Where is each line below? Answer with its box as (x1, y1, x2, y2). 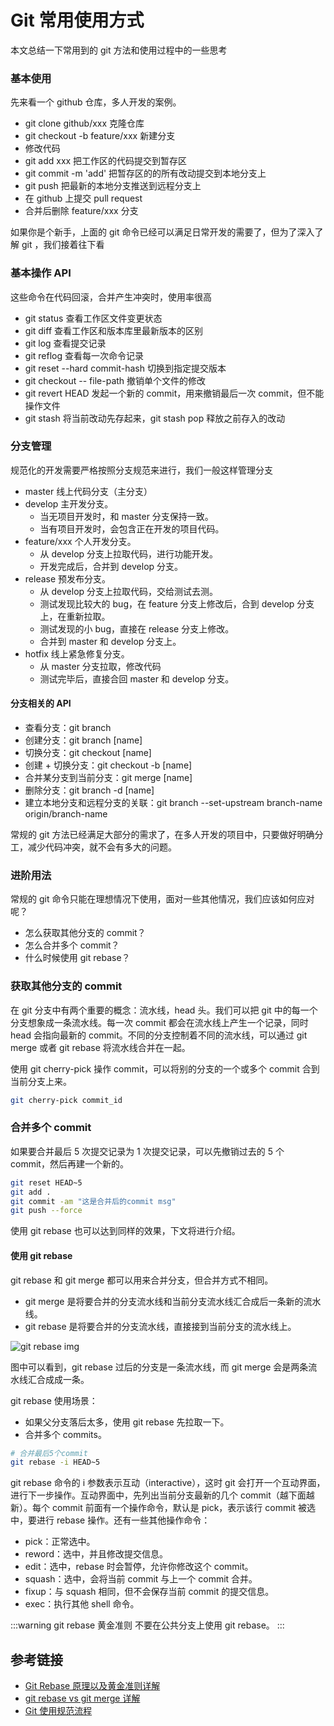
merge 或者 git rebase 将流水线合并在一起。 (10, 1041, 191, 1053)
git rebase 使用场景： (10, 1394, 98, 1406)
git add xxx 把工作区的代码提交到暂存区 (24, 155, 188, 167)
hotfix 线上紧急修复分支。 (24, 647, 130, 660)
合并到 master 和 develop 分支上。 (39, 635, 182, 647)
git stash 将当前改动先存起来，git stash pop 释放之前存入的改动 (24, 412, 286, 424)
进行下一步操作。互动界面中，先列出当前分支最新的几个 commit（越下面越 (10, 1489, 315, 1501)
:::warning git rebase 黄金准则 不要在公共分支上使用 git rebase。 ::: (10, 1619, 285, 1631)
